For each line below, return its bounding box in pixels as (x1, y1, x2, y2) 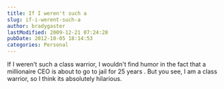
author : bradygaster (7, 22, 66, 29)
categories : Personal (7, 41, 69, 48)
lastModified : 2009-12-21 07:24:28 (7, 29, 109, 36)
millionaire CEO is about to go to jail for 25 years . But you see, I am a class (7, 67, 217, 75)
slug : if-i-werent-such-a (7, 16, 81, 23)
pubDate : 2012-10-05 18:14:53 (7, 35, 94, 42)
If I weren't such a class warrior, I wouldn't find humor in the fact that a (7, 60, 206, 68)
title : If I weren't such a (7, 10, 87, 17)
